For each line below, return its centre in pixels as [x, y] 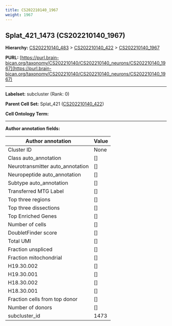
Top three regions [29, 200]
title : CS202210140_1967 [32, 10]
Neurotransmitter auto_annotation [48, 167]
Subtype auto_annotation [38, 183]
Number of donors [30, 308]
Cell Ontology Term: [27, 114]
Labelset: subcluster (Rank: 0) [37, 94]
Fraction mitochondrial [35, 258]
